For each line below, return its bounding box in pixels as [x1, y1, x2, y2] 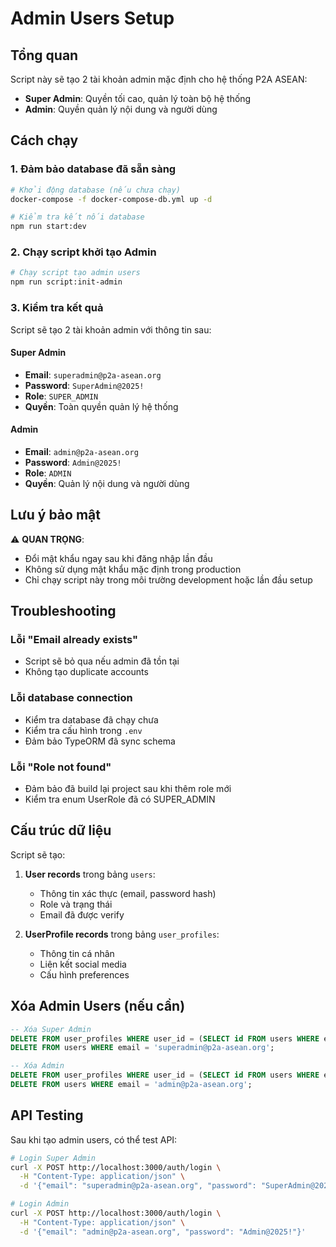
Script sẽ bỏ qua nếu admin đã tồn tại [24, 655, 180, 667]
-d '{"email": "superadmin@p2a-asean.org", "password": [19, 1181, 257, 1191]
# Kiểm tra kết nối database [10, 212, 145, 222]
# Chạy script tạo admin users [10, 268, 141, 278]
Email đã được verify [39, 908, 125, 921]
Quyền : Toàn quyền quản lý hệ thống [24, 400, 179, 412]
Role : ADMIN [24, 467, 72, 479]
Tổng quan [10, 47, 79, 64]
